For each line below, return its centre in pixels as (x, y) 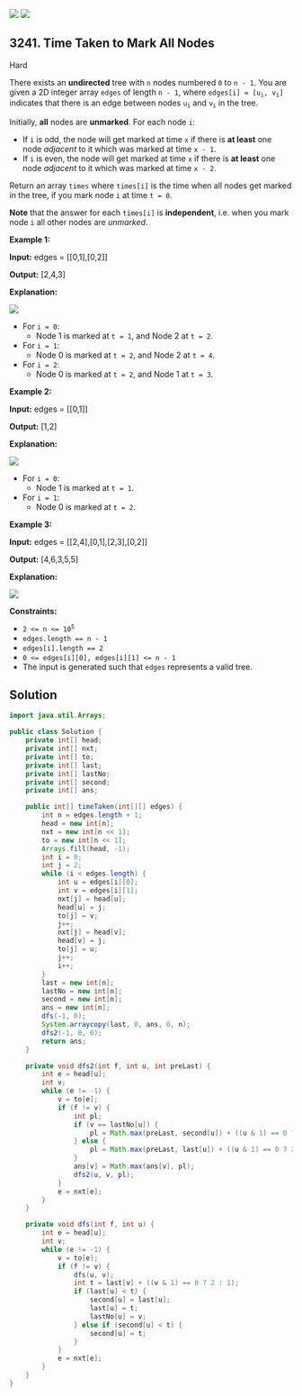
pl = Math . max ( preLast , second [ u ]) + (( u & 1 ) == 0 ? (192, 1133)
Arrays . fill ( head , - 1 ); (86, 848)
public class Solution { (56, 732)
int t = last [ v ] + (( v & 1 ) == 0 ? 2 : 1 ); (156, 1283)
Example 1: (30, 240)
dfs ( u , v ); (94, 1274)
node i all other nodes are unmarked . (79, 222)
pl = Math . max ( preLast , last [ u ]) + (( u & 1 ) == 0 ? (188, 1150)
